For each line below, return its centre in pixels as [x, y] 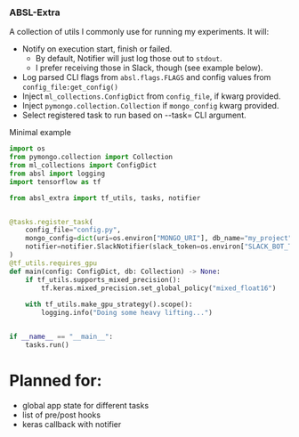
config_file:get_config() [70, 88]
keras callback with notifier [72, 424]
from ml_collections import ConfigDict [83, 166]
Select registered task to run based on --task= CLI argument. [134, 115]
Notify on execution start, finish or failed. [97, 49]
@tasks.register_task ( [51, 222]
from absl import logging [57, 174]
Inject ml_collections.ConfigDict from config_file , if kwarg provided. [151, 96]
